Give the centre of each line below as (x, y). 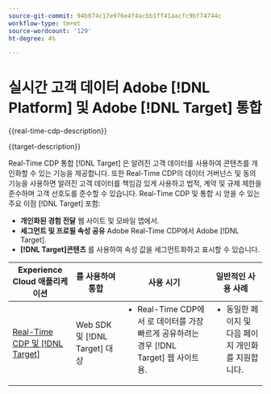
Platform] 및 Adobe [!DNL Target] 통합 (135, 108)
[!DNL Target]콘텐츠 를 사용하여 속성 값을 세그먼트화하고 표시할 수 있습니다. (140, 249)
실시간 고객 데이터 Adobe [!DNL (109, 88)
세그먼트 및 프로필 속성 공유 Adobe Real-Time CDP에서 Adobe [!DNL (129, 231)
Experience (40, 270)
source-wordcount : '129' (50, 31)
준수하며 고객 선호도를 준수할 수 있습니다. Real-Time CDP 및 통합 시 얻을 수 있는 (134, 194)
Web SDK (94, 325)
